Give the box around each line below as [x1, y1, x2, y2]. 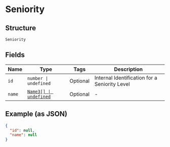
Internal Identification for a [94, 74, 158, 81]
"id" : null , [10, 128, 35, 133]
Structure [5, 24, 36, 32]
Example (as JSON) [5, 110, 67, 118]
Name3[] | [27, 88, 51, 94]
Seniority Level [94, 80, 130, 87]
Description [113, 66, 143, 73]
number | [27, 75, 49, 81]
